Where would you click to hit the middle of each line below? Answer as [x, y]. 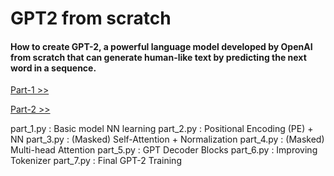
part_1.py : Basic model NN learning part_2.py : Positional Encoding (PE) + [162, 129]
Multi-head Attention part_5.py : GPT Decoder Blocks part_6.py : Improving [164, 150]
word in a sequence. [53, 68]
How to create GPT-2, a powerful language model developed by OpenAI [161, 46]
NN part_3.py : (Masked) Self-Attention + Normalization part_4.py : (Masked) [167, 139]
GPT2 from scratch [91, 18]
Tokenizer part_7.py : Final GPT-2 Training [96, 161]
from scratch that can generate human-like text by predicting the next [158, 57]
